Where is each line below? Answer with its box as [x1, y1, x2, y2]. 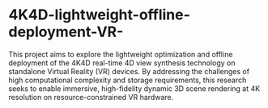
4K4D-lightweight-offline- [8, 6, 190, 24]
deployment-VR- [8, 23, 124, 41]
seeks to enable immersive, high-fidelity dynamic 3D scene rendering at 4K [8, 83, 261, 93]
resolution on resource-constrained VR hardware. [8, 92, 174, 102]
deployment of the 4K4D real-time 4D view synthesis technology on [8, 58, 236, 68]
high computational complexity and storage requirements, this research [8, 75, 247, 85]
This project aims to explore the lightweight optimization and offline [8, 49, 233, 59]
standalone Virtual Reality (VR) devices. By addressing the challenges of [8, 66, 249, 76]
